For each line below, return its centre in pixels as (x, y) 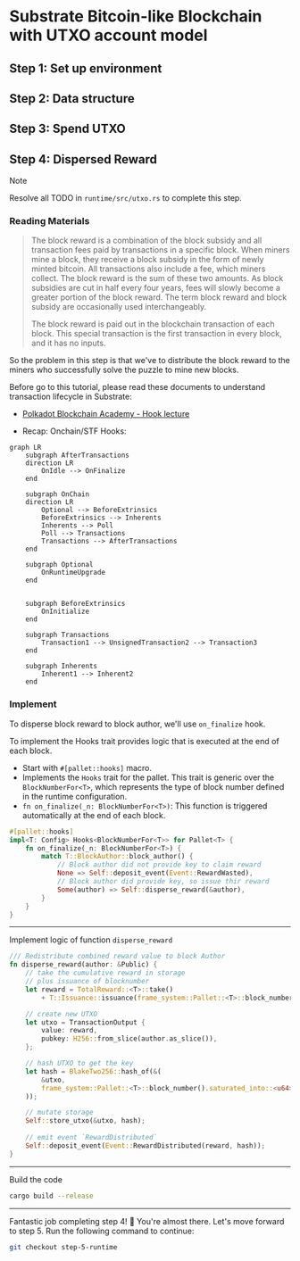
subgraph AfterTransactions (77, 456)
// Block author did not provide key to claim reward (159, 865)
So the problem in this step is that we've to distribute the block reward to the (150, 361)
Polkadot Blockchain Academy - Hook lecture (106, 414)
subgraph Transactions (67, 635)
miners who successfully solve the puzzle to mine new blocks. (124, 370)
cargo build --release (51, 1196)
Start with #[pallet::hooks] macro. (87, 767)
